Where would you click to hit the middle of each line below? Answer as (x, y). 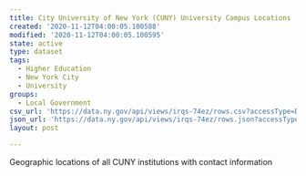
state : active (36, 43)
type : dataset (36, 52)
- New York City (48, 78)
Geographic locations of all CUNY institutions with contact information (141, 162)
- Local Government (55, 103)
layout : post (34, 129)
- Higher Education (55, 69)
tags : (20, 60)
